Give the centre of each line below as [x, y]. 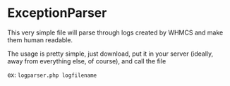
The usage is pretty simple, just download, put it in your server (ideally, [110, 54]
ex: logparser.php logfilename [52, 75]
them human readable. [40, 39]
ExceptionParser [57, 13]
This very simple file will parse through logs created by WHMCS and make [115, 32]
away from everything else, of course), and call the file [87, 61]
